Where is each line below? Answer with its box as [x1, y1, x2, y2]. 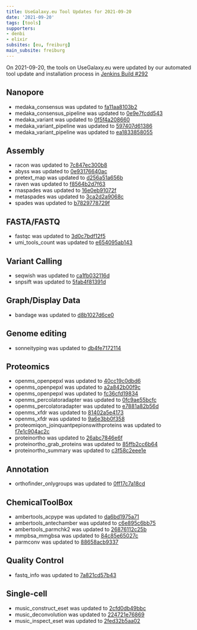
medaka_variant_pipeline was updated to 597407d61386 [14, 122, 153, 129]
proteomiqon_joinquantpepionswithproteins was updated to [14, 422, 162, 429]
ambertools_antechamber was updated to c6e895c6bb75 [14, 519, 156, 527]
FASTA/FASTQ [6, 217, 61, 227]
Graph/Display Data [6, 295, 81, 305]
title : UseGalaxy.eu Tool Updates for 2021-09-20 [6, 8, 132, 15]
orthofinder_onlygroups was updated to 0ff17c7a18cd [14, 480, 145, 487]
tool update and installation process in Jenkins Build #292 [6, 70, 148, 77]
